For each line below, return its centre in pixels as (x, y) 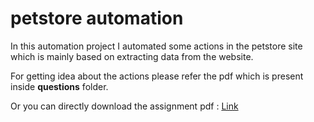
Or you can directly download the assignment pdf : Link (124, 106)
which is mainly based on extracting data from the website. (132, 56)
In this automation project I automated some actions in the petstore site (156, 46)
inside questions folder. (59, 86)
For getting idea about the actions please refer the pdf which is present (157, 76)
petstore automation (97, 18)
